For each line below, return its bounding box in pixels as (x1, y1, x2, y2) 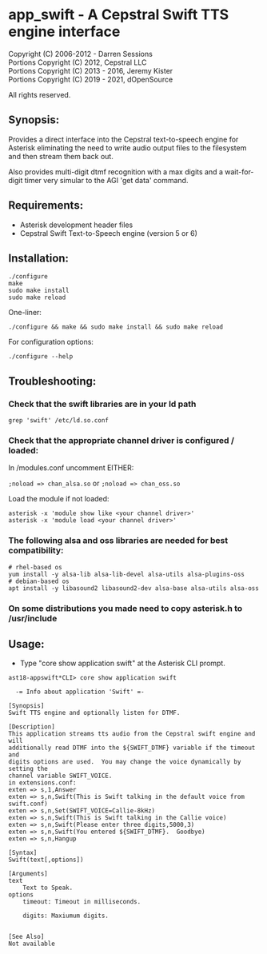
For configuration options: (8, 337, 94, 347)
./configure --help (8, 353, 74, 361)
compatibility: (8, 545, 64, 557)
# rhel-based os (8, 563, 62, 571)
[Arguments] (8, 870, 48, 878)
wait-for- (225, 166, 254, 177)
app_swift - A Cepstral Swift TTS (8, 6, 229, 24)
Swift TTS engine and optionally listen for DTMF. (8, 709, 181, 717)
